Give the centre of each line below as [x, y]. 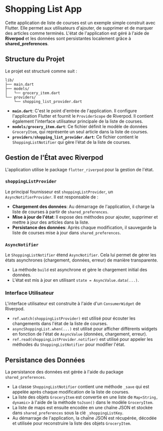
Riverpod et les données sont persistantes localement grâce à [68, 38]
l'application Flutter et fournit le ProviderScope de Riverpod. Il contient [83, 116]
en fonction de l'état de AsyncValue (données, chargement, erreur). [80, 334]
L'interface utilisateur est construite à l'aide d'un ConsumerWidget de [73, 303]
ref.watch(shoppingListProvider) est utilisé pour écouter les [74, 318]
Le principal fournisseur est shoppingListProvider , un [59, 192]
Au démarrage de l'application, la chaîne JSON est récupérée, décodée [84, 418]
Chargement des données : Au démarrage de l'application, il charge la [83, 206]
